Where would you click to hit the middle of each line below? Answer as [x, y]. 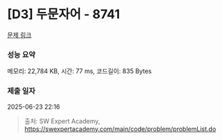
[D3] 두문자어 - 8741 [64, 14]
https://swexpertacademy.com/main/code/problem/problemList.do [120, 129]
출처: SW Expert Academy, [62, 121]
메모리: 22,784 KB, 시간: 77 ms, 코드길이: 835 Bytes [79, 71]
